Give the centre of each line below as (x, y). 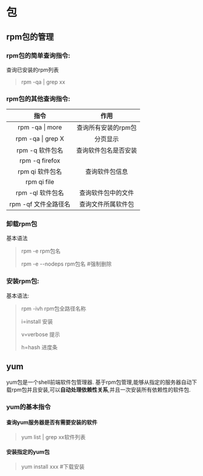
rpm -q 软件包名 (40, 150)
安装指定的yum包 (28, 452)
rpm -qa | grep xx (43, 82)
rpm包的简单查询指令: (38, 55)
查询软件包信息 (107, 172)
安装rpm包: (23, 281)
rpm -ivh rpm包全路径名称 (54, 308)
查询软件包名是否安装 (107, 150)
